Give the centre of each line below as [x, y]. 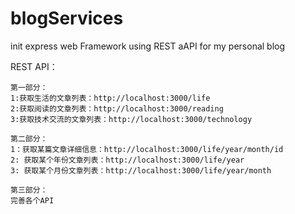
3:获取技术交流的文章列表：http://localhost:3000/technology [131, 119]
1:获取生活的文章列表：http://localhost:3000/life [110, 98]
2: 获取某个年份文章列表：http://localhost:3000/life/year [127, 160]
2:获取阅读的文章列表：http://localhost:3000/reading [117, 108]
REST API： [34, 66]
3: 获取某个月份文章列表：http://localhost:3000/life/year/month [141, 170]
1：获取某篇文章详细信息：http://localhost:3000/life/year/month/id [147, 149]
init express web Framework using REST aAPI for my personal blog [148, 46]
